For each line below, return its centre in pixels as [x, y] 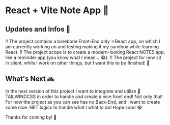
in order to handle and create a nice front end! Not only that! [100, 97]
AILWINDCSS [21, 97]
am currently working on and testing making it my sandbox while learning [82, 47]
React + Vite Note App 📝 [57, 10]
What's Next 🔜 [30, 79]
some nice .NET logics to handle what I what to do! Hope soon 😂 [74, 107]
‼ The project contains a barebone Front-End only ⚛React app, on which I [83, 41]
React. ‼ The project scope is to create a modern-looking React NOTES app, [85, 52]
